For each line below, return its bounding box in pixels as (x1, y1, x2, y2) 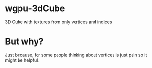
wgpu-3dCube (5, 3, 65, 14)
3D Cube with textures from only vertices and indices (5, 19, 112, 25)
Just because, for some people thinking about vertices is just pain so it (5, 52, 147, 58)
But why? (5, 36, 44, 47)
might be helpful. (5, 57, 39, 63)
